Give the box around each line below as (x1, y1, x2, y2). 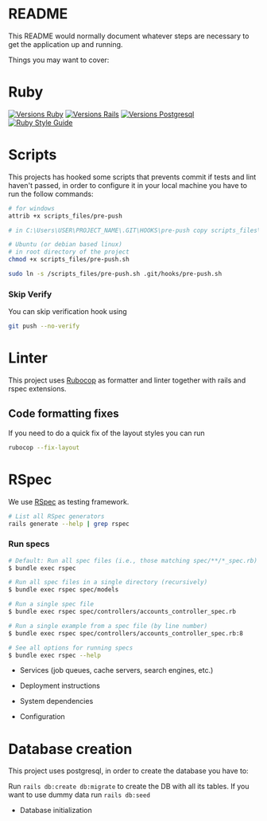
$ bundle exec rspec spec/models (8, 586, 119, 594)
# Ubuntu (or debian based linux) (8, 241, 123, 249)
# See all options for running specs (8, 643, 133, 652)
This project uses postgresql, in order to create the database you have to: (8, 766, 249, 776)
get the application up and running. (8, 39, 123, 49)
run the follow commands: (8, 189, 94, 198)
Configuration (19, 712, 65, 721)
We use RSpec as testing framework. (8, 497, 130, 506)
